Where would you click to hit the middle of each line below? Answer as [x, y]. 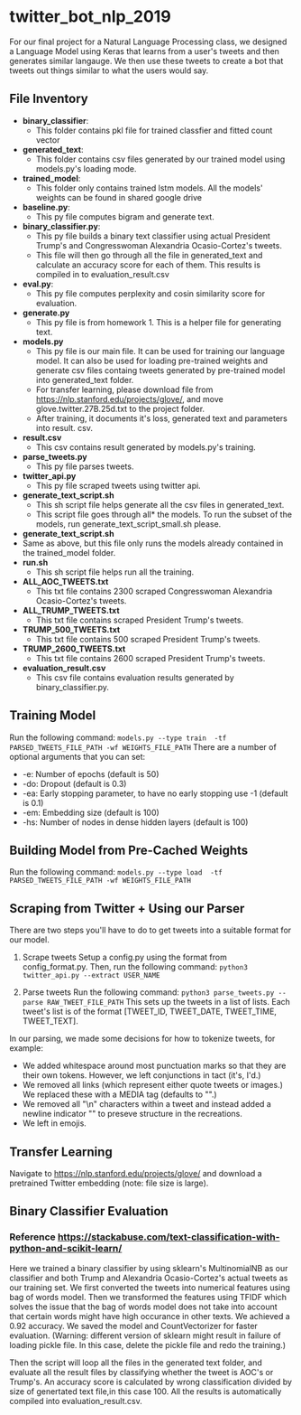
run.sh [35, 562]
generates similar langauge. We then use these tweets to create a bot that [146, 61]
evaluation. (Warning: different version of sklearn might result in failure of [145, 1335]
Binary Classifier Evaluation [89, 1211]
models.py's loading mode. [86, 168]
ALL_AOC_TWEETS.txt [65, 581]
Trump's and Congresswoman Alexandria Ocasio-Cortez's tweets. [159, 245]
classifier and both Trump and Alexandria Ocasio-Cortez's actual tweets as [149, 1278]
